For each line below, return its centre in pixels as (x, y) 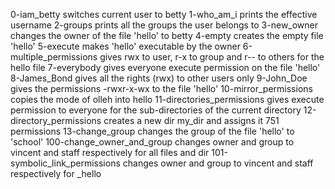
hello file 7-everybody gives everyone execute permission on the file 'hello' (165, 67)
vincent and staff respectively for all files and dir (110, 152)
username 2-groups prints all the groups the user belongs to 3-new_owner (164, 25)
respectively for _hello (56, 173)
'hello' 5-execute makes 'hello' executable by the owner (125, 46)
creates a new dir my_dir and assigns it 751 (191, 120)
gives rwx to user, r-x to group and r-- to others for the (212, 57)
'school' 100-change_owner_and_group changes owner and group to (152, 142)
